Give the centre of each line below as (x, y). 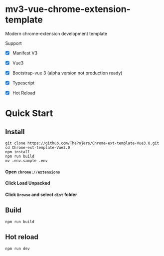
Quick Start (29, 114)
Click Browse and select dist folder (41, 195)
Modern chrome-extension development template (56, 33)
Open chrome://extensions (33, 172)
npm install (17, 152)
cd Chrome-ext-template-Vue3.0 (38, 148)
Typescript (23, 83)
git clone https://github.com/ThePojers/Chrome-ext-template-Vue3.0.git (82, 143)
